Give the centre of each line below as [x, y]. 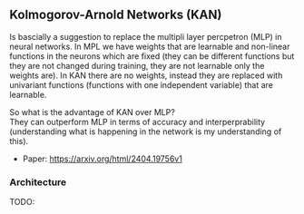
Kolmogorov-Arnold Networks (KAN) [116, 15]
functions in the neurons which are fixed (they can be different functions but [152, 56]
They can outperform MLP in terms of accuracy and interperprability [137, 122]
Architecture [38, 182]
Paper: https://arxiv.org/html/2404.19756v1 [103, 159]
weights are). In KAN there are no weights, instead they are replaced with [146, 75]
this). [19, 141]
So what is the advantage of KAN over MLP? [92, 112]
